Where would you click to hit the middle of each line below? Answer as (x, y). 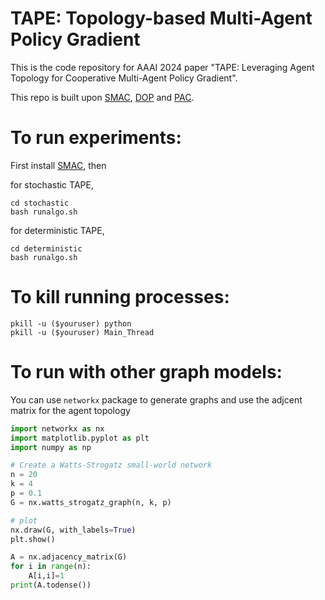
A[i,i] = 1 (46, 576)
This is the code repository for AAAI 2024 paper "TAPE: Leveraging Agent (162, 67)
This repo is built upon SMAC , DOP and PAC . (102, 97)
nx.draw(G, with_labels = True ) (73, 530)
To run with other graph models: (146, 372)
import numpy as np (51, 447)
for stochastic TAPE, (52, 184)
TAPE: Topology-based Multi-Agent (161, 18)
